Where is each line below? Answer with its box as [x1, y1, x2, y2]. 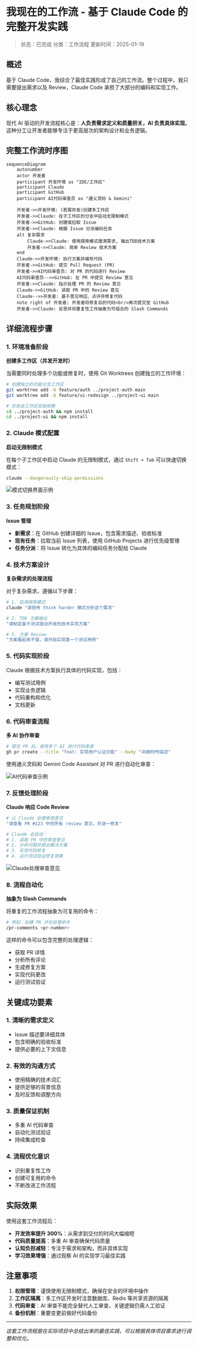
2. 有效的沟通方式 [6, 1061, 56, 1070]
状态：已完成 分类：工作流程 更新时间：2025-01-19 [20, 41, 145, 48]
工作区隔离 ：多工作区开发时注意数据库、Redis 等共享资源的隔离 [14, 1295, 169, 1302]
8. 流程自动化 [6, 881, 43, 889]
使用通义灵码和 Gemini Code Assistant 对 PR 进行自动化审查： [6, 760, 156, 767]
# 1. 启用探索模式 [6, 599, 46, 605]
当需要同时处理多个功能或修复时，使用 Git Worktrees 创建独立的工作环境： [6, 370, 187, 377]
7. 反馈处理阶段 [6, 789, 49, 797]
